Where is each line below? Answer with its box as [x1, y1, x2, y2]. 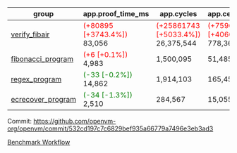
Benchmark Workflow [7, 138, 71, 146]
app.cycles [159, 9, 197, 18]
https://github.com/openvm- [33, 117, 116, 125]
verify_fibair [11, 29, 50, 39]
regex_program [11, 74, 62, 84]
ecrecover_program [11, 95, 76, 104]
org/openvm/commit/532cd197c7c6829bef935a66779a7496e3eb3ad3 [7, 124, 214, 133]
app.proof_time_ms [83, 9, 150, 18]
